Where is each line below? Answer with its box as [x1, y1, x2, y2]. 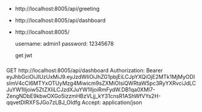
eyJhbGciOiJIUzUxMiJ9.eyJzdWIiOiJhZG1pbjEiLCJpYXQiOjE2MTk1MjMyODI [6, 73, 195, 80]
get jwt [14, 52, 33, 59]
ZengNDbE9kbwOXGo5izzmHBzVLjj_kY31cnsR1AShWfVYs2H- [6, 92, 161, 99]
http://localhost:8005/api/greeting [14, 5, 100, 12]
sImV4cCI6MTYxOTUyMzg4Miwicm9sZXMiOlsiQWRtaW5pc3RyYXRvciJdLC [6, 79, 197, 87]
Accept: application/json [81, 99, 143, 106]
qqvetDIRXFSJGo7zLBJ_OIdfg [6, 99, 81, 106]
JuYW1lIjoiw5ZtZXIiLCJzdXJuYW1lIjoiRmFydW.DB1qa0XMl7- [6, 86, 156, 93]
